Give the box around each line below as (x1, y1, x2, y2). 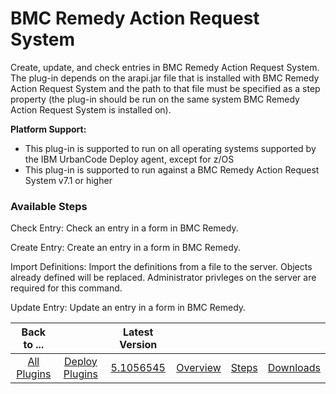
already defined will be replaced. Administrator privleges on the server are (10, 272, 317, 284)
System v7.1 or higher (24, 174, 113, 186)
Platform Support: (10, 123, 87, 135)
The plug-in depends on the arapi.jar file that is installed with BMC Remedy (10, 72, 320, 84)
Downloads (267, 361, 321, 375)
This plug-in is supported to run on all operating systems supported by (24, 142, 317, 154)
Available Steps (10, 199, 88, 213)
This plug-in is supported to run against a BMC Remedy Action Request (24, 163, 320, 176)
